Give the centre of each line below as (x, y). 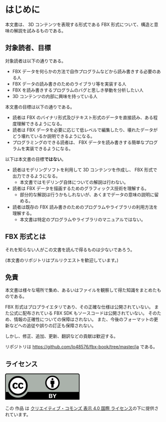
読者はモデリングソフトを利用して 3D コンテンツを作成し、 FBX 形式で (85, 170)
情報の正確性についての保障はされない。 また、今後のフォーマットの (84, 319)
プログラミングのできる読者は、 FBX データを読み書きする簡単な (79, 142)
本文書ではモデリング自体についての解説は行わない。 (74, 182)
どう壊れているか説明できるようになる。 (54, 136)
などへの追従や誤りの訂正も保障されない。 (53, 325)
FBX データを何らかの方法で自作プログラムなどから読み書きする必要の (84, 71)
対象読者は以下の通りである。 (35, 61)
